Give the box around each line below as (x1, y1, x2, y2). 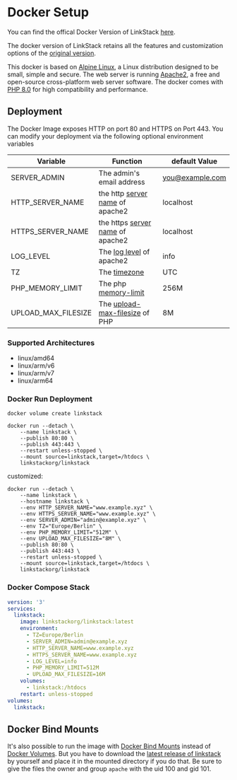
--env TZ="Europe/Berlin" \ (20, 523, 102, 530)
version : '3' (7, 598, 46, 605)
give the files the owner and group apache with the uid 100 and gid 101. (7, 764, 212, 773)
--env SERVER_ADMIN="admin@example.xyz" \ (20, 517, 147, 524)
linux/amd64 (17, 354, 55, 363)
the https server (98, 217, 152, 227)
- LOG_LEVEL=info (25, 658, 78, 665)
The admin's (98, 168, 140, 177)
